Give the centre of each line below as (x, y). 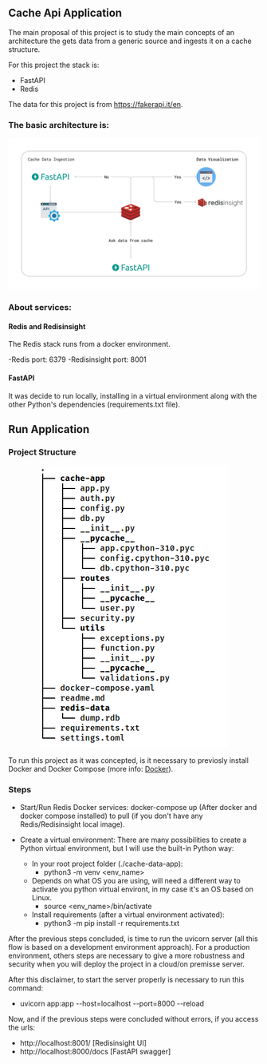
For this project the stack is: (54, 65)
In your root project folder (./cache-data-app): (107, 864)
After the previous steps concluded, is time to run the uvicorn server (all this (133, 939)
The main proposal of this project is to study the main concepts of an (122, 32)
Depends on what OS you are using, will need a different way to (136, 880)
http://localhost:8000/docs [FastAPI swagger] (95, 1051)
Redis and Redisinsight (47, 326)
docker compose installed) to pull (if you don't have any (111, 816)
